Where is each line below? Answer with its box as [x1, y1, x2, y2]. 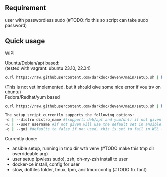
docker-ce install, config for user [12, 161, 80, 167]
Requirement [5, 4, 46, 12]
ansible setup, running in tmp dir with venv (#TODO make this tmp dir [12, 145, 155, 151]
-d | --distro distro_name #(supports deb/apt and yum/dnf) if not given [5, 117, 162, 122]
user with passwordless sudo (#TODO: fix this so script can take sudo [5, 17, 148, 23]
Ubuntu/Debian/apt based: [5, 60, 60, 66]
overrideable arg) [12, 150, 48, 156]
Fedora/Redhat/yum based [5, 94, 60, 100]
